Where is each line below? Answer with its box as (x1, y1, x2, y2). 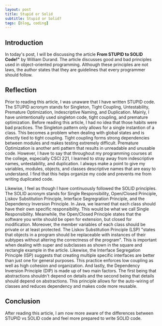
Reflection (5, 86, 37, 94)
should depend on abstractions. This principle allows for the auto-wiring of (5, 278, 154, 284)
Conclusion (5, 297, 41, 306)
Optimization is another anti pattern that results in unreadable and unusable (5, 145, 156, 151)
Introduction (5, 38, 44, 47)
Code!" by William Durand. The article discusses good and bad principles (5, 57, 152, 62)
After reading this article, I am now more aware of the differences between (5, 310, 154, 316)
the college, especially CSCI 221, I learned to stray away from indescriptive (5, 155, 154, 161)
